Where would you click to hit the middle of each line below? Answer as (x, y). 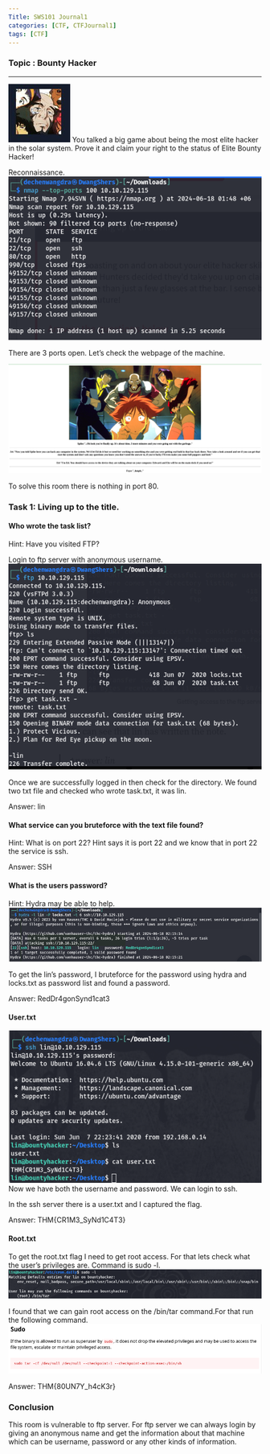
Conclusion (31, 1407)
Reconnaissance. (37, 172)
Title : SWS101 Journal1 (48, 17)
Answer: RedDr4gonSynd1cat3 (59, 999)
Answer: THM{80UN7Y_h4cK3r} (62, 1386)
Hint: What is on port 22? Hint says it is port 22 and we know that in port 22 (133, 843)
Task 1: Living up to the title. (64, 507)
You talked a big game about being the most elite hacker (165, 139)
